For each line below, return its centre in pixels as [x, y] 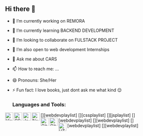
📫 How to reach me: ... [36, 69]
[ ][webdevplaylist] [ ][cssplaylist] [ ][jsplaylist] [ [87, 115]
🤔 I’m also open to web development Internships [61, 49]
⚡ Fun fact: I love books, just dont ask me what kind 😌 [67, 90]
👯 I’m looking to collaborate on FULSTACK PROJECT [65, 40]
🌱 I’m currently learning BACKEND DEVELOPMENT [63, 30]
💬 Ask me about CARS [35, 59]
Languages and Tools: [39, 105]
